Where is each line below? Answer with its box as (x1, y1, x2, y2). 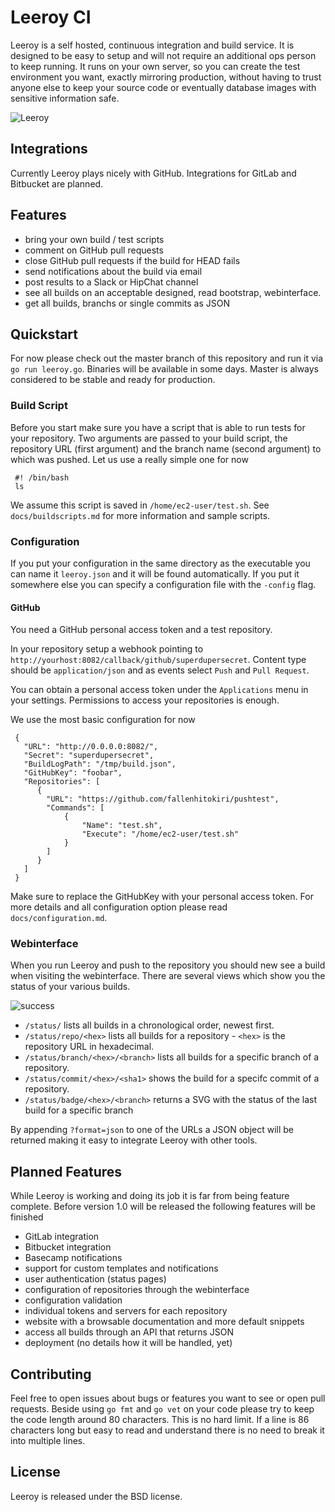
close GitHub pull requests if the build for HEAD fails (24, 254, 241, 266)
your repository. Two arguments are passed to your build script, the (10, 432, 288, 444)
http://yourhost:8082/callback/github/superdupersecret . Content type (10, 654, 307, 666)
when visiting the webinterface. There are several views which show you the (10, 970, 326, 982)
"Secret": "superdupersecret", (23, 751, 155, 761)
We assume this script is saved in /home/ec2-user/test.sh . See (10, 499, 270, 511)
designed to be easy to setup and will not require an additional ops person (10, 49, 317, 61)
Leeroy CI (10, 6, 92, 29)
